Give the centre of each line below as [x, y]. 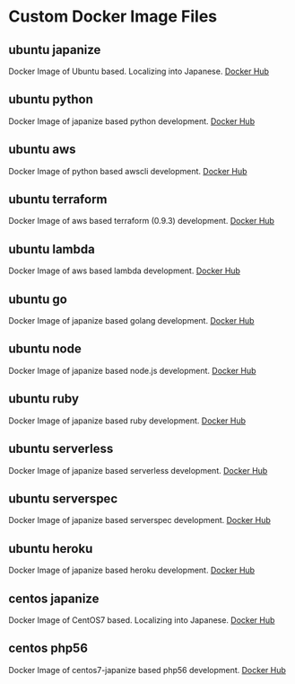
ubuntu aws [43, 150]
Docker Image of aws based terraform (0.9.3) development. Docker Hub [142, 221]
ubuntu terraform [58, 200]
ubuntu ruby [44, 399]
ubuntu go [38, 299]
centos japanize [54, 598]
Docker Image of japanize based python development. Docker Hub [132, 121]
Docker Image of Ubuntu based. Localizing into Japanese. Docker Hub [139, 71]
